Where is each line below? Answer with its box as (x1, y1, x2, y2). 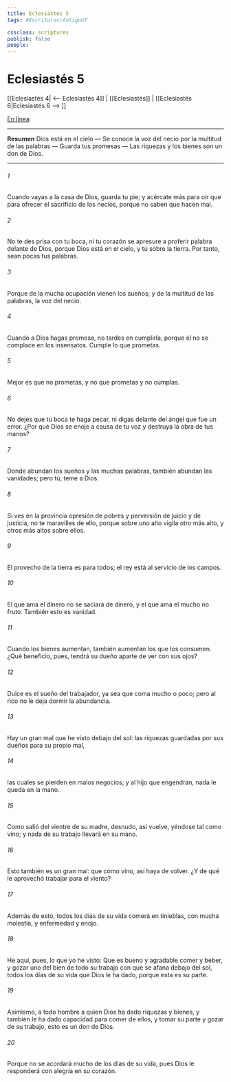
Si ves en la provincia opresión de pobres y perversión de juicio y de (7, 511, 201, 520)
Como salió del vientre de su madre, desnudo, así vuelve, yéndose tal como (7, 823, 222, 831)
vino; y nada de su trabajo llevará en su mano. (7, 830, 137, 838)
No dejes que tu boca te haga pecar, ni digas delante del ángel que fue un (7, 415, 217, 424)
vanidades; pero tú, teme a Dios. (7, 474, 100, 482)
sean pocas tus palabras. (7, 252, 79, 261)
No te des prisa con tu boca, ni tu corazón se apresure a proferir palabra (7, 237, 212, 245)
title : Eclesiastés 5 (7, 10, 69, 17)
